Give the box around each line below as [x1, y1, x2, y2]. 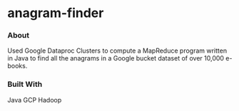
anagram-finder [7, 5, 104, 21]
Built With [7, 80, 43, 90]
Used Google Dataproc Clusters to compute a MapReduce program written [7, 46, 227, 55]
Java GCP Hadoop [7, 95, 62, 104]
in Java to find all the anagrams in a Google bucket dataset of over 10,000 [7, 54, 225, 63]
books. [7, 62, 28, 70]
